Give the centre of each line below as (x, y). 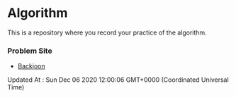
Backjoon (31, 66)
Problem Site (30, 51)
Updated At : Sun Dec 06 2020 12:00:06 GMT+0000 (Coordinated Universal (118, 80)
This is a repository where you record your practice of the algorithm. (107, 32)
